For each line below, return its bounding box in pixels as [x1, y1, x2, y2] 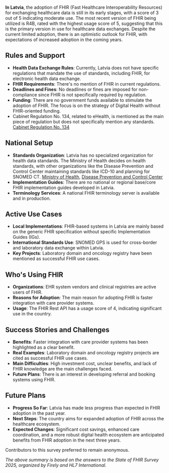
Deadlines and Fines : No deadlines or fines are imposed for [12, 86, 138, 92]
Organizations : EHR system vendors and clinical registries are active [12, 284, 156, 290]
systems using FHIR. [12, 377, 56, 383]
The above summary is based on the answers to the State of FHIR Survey [5, 456, 159, 463]
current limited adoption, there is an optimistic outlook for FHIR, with [5, 31, 148, 37]
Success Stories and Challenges [5, 325, 110, 334]
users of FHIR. [12, 289, 43, 296]
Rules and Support [5, 51, 65, 60]
